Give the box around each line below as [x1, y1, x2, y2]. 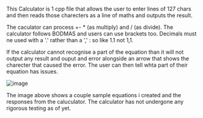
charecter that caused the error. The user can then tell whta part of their [6, 61, 188, 68]
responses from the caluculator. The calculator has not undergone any [6, 98, 184, 105]
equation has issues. [6, 68, 58, 75]
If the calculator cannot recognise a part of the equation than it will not [6, 48, 184, 56]
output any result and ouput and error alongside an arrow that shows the [6, 55, 190, 62]
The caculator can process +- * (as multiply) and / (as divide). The [6, 24, 174, 31]
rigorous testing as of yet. [6, 105, 72, 112]
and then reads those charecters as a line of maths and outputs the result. [6, 12, 193, 19]
